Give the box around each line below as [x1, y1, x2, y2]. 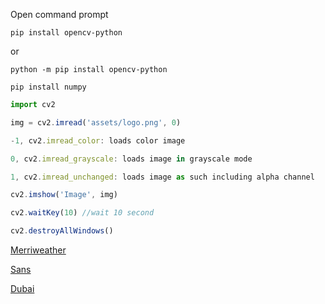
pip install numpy [10, 82, 87, 92]
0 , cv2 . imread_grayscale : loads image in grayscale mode [10, 154, 253, 164]
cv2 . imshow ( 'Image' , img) [10, 190, 118, 200]
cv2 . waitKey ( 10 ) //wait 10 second [10, 208, 155, 218]
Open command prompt [10, 9, 109, 20]
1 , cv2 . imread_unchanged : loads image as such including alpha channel [10, 172, 315, 182]
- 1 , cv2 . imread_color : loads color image [10, 135, 186, 146]
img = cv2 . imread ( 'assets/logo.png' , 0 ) [10, 117, 182, 128]
